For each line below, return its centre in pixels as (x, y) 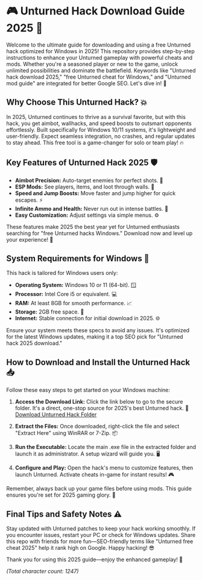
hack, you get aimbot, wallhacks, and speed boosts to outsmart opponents (99, 123)
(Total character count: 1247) (43, 571)
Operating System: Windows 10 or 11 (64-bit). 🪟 (76, 285)
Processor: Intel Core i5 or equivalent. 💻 (66, 294)
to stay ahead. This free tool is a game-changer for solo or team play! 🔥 (95, 143)
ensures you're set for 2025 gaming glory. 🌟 (61, 495)
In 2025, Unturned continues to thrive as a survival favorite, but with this (96, 117)
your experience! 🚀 (30, 239)
